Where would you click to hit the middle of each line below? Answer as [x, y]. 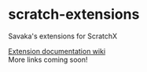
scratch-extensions [74, 14]
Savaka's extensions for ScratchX [63, 36]
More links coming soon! [48, 59]
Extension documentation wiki [57, 51]
